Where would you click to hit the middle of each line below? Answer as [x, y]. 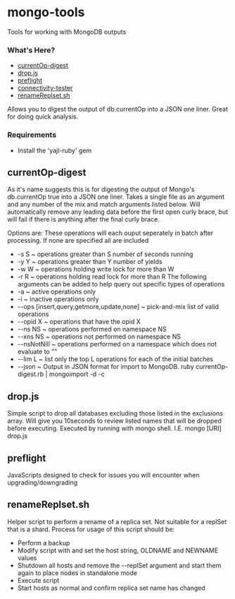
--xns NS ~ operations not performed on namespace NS [99, 337]
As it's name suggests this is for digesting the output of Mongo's [101, 189]
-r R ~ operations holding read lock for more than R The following [112, 277]
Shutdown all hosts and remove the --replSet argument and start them [119, 565]
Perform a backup [44, 543]
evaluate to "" [37, 352]
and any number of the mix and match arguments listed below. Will [104, 205]
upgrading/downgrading [43, 482]
